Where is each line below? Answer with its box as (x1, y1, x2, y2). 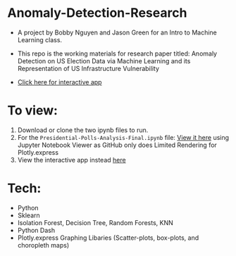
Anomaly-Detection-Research (7, 5, 187, 21)
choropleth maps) (17, 241, 70, 249)
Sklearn (17, 211, 40, 219)
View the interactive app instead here (17, 155, 126, 164)
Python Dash (17, 226, 55, 234)
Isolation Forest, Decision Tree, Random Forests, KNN (17, 218, 174, 226)
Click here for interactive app (17, 77, 102, 86)
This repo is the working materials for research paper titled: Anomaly (17, 49, 217, 58)
